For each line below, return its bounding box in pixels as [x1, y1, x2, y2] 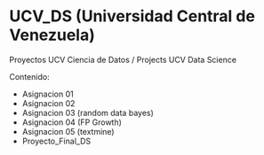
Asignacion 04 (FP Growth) [21, 117, 123, 128]
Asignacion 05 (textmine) [21, 126, 115, 136]
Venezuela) [9, 25, 95, 45]
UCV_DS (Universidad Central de [9, 6, 256, 27]
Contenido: [9, 71, 51, 81]
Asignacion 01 [21, 89, 74, 99]
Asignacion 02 [21, 97, 76, 108]
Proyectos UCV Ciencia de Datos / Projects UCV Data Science [9, 54, 237, 65]
